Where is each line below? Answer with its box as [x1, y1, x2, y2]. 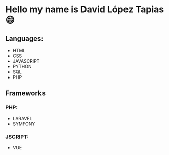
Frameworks [5, 89, 46, 98]
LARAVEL [12, 115, 33, 121]
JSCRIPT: [5, 133, 29, 140]
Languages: [5, 34, 44, 43]
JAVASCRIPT [12, 58, 40, 64]
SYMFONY [12, 121, 35, 127]
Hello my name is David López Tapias [5, 4, 164, 15]
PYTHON [12, 64, 32, 69]
